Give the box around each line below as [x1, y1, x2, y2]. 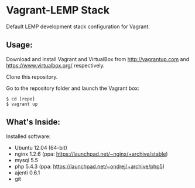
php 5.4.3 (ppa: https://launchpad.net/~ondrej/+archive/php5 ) [14, 163, 165, 170]
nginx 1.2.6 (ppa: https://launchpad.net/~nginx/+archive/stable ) [14, 150, 168, 157]
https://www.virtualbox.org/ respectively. [6, 62, 105, 69]
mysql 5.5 [14, 156, 39, 163]
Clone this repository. [6, 73, 58, 80]
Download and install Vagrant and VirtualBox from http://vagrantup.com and [6, 55, 189, 62]
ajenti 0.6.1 [14, 169, 40, 176]
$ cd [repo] [6, 96, 35, 102]
